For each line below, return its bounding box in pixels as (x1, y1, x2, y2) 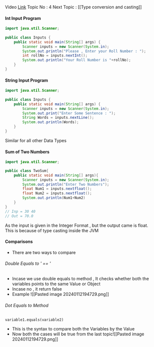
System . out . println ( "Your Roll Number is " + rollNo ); (22, 58, 131, 63)
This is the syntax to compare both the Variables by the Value (12, 326, 135, 332)
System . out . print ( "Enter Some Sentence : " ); (22, 110, 116, 116)
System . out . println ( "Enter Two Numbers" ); (22, 182, 109, 187)
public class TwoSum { (5, 168, 49, 173)
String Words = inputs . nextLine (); (22, 115, 94, 120)
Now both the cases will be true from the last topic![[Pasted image (12, 331, 144, 337)
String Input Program (5, 77, 48, 83)
